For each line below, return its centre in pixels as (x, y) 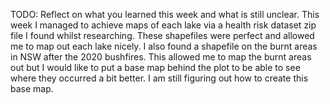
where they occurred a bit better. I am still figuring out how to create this (159, 78)
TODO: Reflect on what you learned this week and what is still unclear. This (165, 14)
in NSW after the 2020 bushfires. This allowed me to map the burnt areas (161, 57)
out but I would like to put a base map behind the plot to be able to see (155, 67)
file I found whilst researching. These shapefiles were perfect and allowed (162, 35)
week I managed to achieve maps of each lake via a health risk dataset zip (163, 25)
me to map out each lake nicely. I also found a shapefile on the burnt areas (164, 46)
